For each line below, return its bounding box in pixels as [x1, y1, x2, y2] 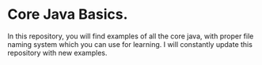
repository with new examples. [7, 48, 108, 57]
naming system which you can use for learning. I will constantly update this [7, 39, 253, 49]
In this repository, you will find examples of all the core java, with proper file [7, 31, 254, 41]
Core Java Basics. [7, 5, 128, 23]
